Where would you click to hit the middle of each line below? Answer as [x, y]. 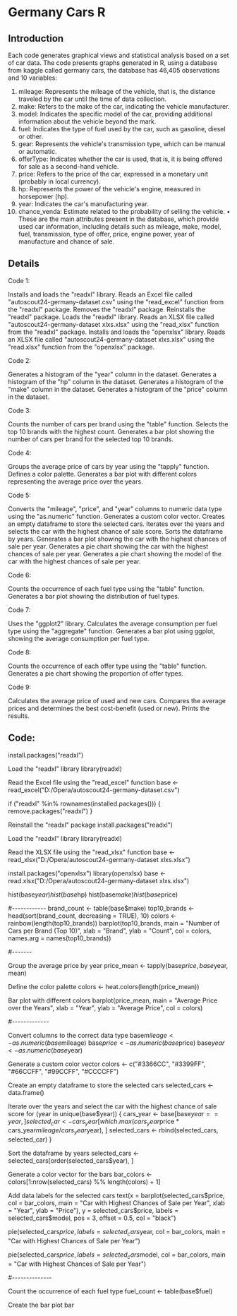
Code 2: [19, 360]
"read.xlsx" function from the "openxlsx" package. [81, 347]
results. [19, 716]
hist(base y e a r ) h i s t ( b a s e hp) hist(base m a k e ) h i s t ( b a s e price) [93, 895]
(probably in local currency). [59, 181]
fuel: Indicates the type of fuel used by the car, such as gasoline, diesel [122, 129]
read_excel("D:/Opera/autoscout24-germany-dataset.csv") [94, 790]
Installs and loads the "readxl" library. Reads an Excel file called [101, 294]
